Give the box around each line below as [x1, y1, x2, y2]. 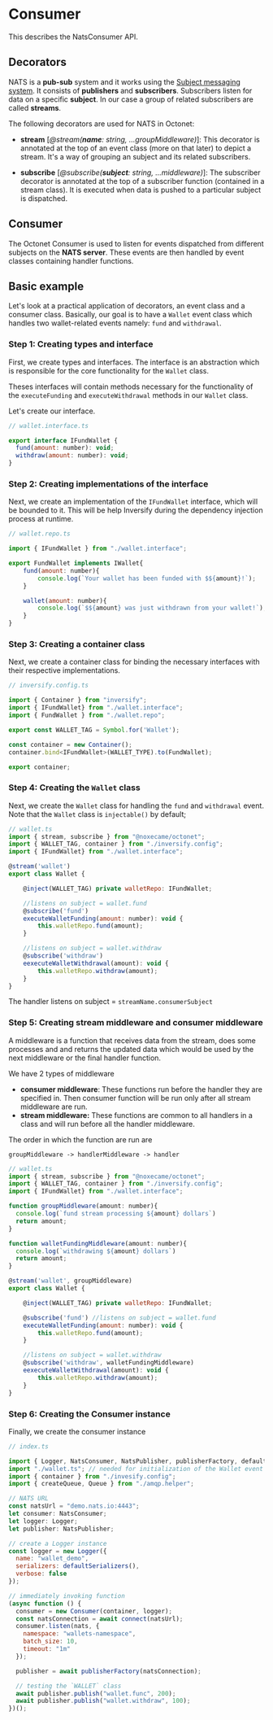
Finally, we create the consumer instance [8, 1426, 146, 1436]
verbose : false [15, 1569, 67, 1578]
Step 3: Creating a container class [8, 639, 145, 650]
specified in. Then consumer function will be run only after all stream [19, 1093, 251, 1102]
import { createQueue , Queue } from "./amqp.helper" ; [8, 1480, 195, 1488]
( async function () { [8, 1600, 82, 1608]
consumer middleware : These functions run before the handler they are [19, 1084, 262, 1094]
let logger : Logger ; [8, 1517, 79, 1526]
